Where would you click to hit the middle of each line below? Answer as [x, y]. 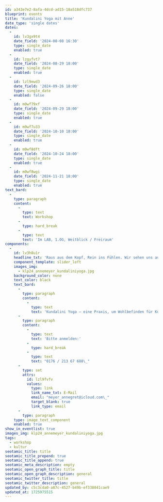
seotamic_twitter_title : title [37, 478]
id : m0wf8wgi [27, 172]
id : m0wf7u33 [27, 127]
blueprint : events [24, 14]
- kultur [18, 447]
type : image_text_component [42, 420]
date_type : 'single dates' [32, 23]
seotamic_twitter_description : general [45, 483]
